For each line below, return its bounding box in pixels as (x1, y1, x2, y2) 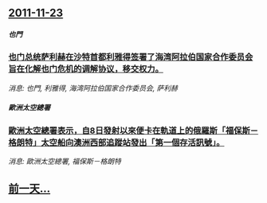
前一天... (8, 182, 51, 196)
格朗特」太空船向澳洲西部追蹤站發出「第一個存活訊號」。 (8, 137, 225, 148)
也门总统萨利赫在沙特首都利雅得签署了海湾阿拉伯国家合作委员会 (8, 52, 253, 63)
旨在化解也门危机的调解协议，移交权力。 (8, 64, 163, 75)
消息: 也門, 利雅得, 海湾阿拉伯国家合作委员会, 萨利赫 (8, 83, 178, 92)
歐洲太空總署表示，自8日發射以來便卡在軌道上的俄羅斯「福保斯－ (8, 125, 259, 136)
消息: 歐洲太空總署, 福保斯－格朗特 (8, 157, 121, 166)
